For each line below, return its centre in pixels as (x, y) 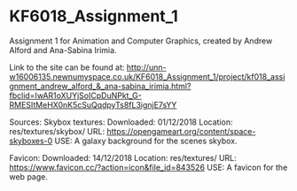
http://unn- (146, 67)
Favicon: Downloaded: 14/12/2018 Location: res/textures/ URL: (123, 157)
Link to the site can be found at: (67, 67)
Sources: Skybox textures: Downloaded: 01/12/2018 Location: (121, 122)
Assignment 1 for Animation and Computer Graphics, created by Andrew (141, 41)
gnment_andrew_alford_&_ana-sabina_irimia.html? (100, 86)
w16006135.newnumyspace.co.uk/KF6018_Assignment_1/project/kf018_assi (147, 76)
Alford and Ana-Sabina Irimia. (63, 50)
